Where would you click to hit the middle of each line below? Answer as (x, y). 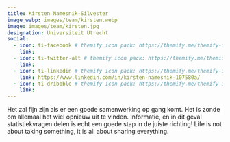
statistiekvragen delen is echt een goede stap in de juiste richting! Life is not (115, 124)
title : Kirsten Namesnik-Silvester (58, 13)
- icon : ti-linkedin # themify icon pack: (75, 71)
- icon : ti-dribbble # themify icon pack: (75, 84)
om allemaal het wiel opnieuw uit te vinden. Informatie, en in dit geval (104, 117)
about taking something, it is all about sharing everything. (88, 132)
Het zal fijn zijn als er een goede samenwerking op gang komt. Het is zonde (114, 110)
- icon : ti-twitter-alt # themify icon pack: (79, 58)
